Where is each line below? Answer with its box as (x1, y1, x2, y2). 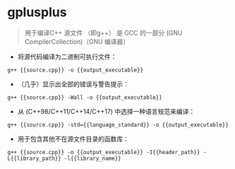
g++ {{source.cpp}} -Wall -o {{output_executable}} (7, 93, 162, 101)
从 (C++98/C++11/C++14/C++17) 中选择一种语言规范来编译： (17, 107, 195, 115)
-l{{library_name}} (64, 155, 121, 162)
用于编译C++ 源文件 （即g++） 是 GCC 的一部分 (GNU (24, 28, 183, 37)
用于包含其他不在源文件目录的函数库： (17, 134, 129, 143)
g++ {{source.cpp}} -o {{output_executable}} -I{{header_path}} (7, 148, 200, 156)
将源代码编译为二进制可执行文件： (17, 52, 117, 61)
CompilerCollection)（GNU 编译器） (24, 37, 130, 46)
